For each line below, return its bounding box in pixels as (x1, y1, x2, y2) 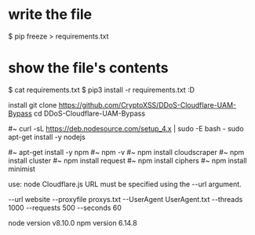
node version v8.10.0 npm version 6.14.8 (8, 218, 137, 227)
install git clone (8, 100, 57, 109)
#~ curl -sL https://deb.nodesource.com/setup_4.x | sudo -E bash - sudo (8, 123, 245, 133)
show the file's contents (8, 59, 169, 77)
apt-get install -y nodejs (8, 132, 86, 141)
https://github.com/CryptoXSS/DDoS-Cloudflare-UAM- (58, 100, 237, 109)
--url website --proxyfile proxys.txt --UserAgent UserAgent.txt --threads (8, 194, 243, 204)
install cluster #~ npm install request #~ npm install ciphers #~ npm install (8, 156, 247, 165)
